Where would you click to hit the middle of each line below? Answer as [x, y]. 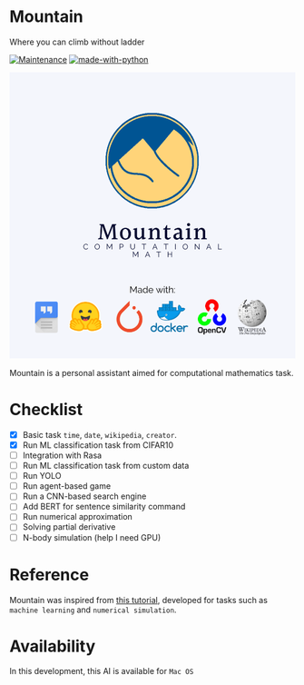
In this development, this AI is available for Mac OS [102, 671]
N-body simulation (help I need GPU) [92, 537]
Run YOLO [42, 476]
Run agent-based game [67, 486]
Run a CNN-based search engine [84, 496]
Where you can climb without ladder [77, 42]
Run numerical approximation [78, 517]
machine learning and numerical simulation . [93, 610]
